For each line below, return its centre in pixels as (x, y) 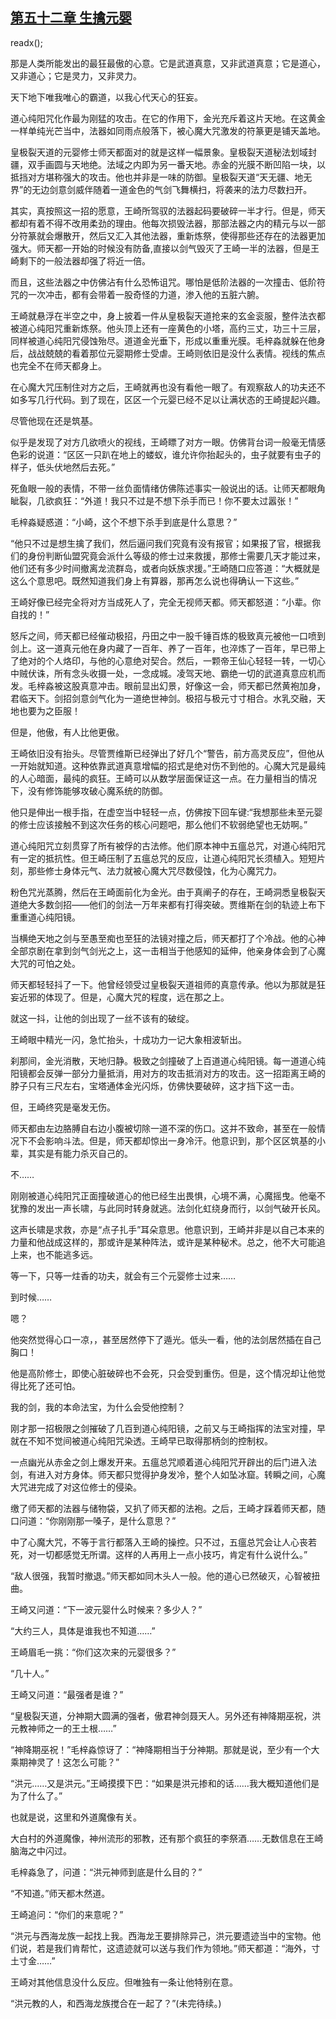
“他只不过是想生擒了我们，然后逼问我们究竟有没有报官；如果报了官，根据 (161, 543)
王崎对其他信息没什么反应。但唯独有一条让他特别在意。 (124, 1982)
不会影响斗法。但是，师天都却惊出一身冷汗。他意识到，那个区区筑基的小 (176, 1140)
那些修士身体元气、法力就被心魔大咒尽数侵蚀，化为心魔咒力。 (154, 870)
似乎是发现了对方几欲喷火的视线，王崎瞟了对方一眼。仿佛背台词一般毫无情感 (168, 442)
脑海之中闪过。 (41, 1850)
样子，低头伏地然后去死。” (63, 467)
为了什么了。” (36, 1795)
